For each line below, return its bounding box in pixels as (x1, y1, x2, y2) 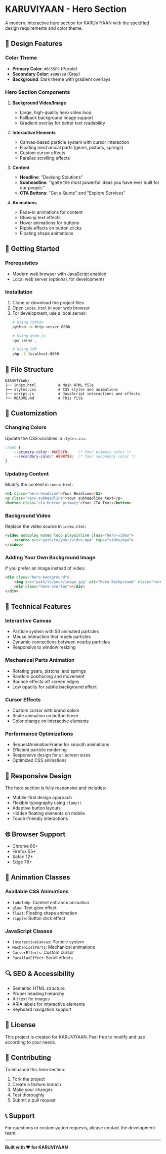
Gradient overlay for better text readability (19, 120, 105, 126)
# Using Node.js (12, 333, 46, 338)
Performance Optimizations (5, 730, 73, 737)
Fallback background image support (19, 115, 93, 120)
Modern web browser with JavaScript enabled (12, 271, 107, 277)
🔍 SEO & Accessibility (5, 970, 75, 978)
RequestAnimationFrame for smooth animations (12, 742, 110, 748)
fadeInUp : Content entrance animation (12, 899, 90, 905)
